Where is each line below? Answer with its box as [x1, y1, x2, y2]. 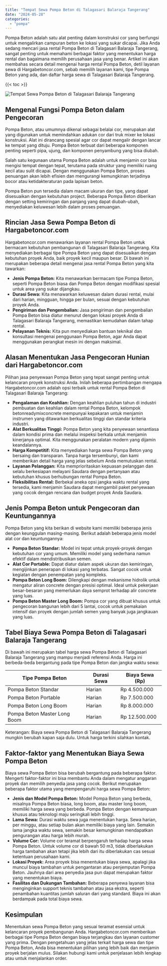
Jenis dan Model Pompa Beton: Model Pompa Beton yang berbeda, [12, 795, 152, 801]
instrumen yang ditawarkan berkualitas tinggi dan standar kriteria [12, 415, 146, 421]
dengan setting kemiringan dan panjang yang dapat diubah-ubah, [5, 198, 140, 204]
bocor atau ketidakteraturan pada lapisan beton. [5, 179, 104, 185]
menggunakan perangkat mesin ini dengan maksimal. [12, 339, 122, 345]
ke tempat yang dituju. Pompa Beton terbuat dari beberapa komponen [5, 142, 149, 148]
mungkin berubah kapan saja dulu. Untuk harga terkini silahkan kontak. [5, 735, 151, 741]
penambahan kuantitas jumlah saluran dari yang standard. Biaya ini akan [12, 891, 161, 897]
